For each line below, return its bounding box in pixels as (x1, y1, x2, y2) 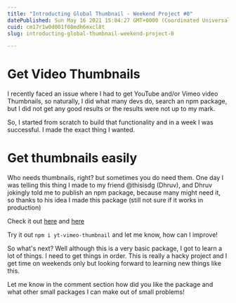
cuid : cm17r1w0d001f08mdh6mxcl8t (7, 23, 105, 30)
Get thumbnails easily (7, 150, 138, 166)
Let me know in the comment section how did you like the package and (7, 281, 214, 289)
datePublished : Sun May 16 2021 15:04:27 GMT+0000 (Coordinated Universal (7, 17, 231, 24)
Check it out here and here (7, 217, 85, 226)
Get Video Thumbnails (7, 66, 140, 82)
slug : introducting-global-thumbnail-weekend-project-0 (7, 30, 174, 37)
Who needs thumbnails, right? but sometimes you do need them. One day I (7, 174, 224, 182)
